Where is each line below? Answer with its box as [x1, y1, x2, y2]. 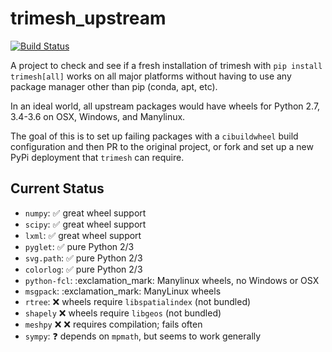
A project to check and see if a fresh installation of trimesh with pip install [10, 59, 323, 71]
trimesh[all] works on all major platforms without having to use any [10, 70, 292, 82]
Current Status [10, 180, 105, 197]
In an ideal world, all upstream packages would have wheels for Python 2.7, [10, 100, 321, 112]
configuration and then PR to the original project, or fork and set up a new [10, 140, 314, 152]
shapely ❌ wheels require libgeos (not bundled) [24, 307, 222, 319]
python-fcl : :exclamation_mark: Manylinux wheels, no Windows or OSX [24, 274, 320, 286]
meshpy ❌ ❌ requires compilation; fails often [24, 318, 203, 330]
